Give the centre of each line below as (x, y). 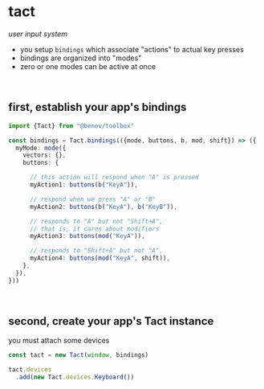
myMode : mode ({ (41, 148)
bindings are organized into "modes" (81, 58)
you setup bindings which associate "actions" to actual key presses (132, 49)
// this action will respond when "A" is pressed (114, 178)
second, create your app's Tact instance (111, 321)
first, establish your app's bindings (97, 107)
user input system (38, 34)
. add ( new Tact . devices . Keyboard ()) (75, 377)
